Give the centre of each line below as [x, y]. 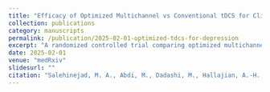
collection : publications [51, 23]
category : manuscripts [46, 30]
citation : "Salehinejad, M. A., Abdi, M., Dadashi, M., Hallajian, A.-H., [136, 75]
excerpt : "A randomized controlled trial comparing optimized [115, 46]
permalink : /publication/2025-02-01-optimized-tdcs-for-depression [124, 38]
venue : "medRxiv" [37, 61]
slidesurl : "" [32, 68]
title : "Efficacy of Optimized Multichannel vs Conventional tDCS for [129, 16]
